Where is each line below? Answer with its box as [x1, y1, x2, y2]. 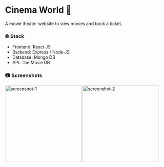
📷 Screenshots [5, 72, 42, 79]
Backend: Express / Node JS [12, 49, 70, 55]
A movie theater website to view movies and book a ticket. [5, 21, 123, 26]
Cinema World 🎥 [5, 4, 72, 16]
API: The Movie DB [12, 60, 50, 66]
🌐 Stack [5, 33, 24, 40]
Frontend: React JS [12, 44, 51, 50]
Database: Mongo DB [12, 54, 55, 60]
